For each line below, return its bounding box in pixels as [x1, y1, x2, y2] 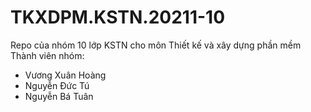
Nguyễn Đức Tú [24, 79, 90, 91]
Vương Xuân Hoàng [24, 69, 107, 81]
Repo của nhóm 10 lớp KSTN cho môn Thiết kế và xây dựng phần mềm [10, 39, 302, 51]
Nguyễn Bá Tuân [24, 90, 94, 102]
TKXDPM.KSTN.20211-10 [10, 6, 226, 29]
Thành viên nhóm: [10, 49, 85, 61]
